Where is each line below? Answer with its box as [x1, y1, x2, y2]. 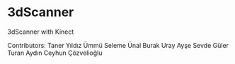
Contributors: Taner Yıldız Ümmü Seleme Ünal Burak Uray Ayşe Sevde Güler [7, 41, 229, 49]
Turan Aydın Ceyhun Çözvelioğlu [7, 49, 103, 57]
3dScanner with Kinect [7, 27, 74, 36]
